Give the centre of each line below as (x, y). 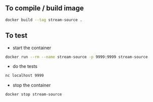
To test (16, 35)
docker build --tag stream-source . (44, 20)
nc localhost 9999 (24, 76)
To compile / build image (45, 8)
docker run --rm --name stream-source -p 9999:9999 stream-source (76, 57)
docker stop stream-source (34, 94)
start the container (32, 48)
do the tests (25, 66)
